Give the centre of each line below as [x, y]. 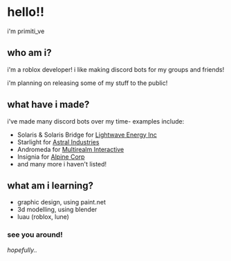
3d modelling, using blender [57, 210]
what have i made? [48, 105]
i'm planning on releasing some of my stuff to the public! [87, 83]
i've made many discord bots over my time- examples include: [96, 121]
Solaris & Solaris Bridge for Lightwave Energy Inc [87, 135]
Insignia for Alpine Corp [51, 157]
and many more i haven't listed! [62, 164]
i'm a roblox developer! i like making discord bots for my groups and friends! [116, 69]
